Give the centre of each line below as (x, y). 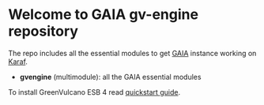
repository (43, 31)
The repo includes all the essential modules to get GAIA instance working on (132, 53)
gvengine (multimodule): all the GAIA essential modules (110, 77)
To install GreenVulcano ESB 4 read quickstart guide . (94, 92)
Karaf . (18, 62)
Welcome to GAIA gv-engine (104, 15)
